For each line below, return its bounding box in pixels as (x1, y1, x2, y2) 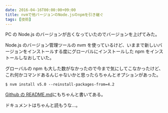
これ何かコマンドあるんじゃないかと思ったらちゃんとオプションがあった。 (5, 72, 161, 78)
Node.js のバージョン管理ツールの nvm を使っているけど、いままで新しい (5, 42, 158, 48)
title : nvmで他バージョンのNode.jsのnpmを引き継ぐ (5, 12, 104, 17)
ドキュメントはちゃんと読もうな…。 (5, 102, 80, 108)
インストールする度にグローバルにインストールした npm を (27, 49, 151, 55)
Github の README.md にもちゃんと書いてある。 (5, 92, 106, 98)
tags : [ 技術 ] (5, 17, 31, 22)
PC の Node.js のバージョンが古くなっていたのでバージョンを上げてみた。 (5, 31, 160, 37)
